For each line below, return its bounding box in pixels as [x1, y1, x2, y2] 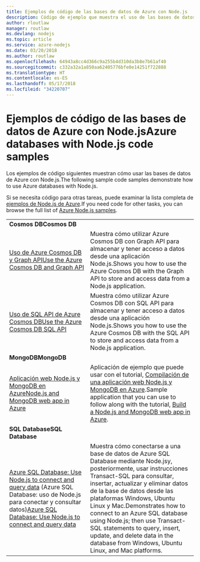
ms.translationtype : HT [6, 70, 65, 76]
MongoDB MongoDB [9, 353, 67, 361]
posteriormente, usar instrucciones [90, 464, 189, 473]
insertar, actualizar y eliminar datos [90, 479, 189, 488]
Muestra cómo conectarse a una [90, 442, 181, 450]
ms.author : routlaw [6, 53, 55, 59]
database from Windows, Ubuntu [90, 539, 183, 547]
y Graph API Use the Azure [9, 256, 83, 264]
